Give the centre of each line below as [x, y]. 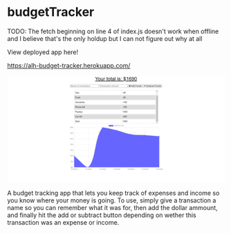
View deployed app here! [43, 52]
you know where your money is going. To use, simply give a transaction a [112, 200]
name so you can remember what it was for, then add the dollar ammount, [112, 208]
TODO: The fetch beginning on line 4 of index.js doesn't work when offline [113, 31]
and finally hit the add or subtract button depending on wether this [102, 215]
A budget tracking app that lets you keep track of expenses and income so [113, 193]
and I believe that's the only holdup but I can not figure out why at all [105, 38]
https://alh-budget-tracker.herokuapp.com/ [69, 65]
